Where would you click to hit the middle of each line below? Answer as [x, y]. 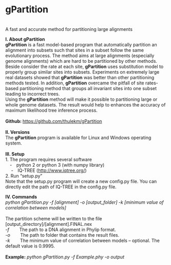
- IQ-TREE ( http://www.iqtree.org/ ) [49, 170]
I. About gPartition [25, 39]
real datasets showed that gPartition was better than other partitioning [80, 77]
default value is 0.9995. [30, 246]
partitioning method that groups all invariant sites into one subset [88, 88]
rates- [152, 83]
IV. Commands [21, 197]
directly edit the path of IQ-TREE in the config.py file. [61, 187]
